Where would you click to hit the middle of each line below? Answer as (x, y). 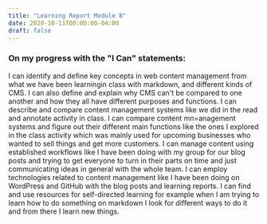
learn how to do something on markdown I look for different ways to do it (128, 202)
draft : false (30, 30)
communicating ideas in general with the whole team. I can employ (118, 169)
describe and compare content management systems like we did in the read (133, 109)
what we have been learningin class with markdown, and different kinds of (130, 84)
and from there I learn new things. (64, 211)
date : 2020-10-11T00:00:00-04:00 (64, 23)
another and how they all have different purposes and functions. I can (123, 101)
